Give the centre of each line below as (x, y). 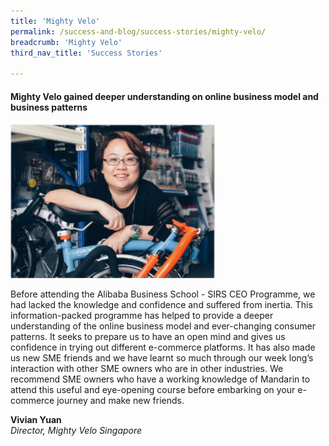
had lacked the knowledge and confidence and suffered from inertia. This (161, 304)
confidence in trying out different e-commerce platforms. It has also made (163, 347)
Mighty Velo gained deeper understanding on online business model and (164, 96)
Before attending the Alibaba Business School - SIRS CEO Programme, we (163, 294)
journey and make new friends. (120, 400)
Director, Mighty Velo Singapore (76, 430)
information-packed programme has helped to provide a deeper (142, 315)
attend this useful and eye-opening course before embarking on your (153, 389)
